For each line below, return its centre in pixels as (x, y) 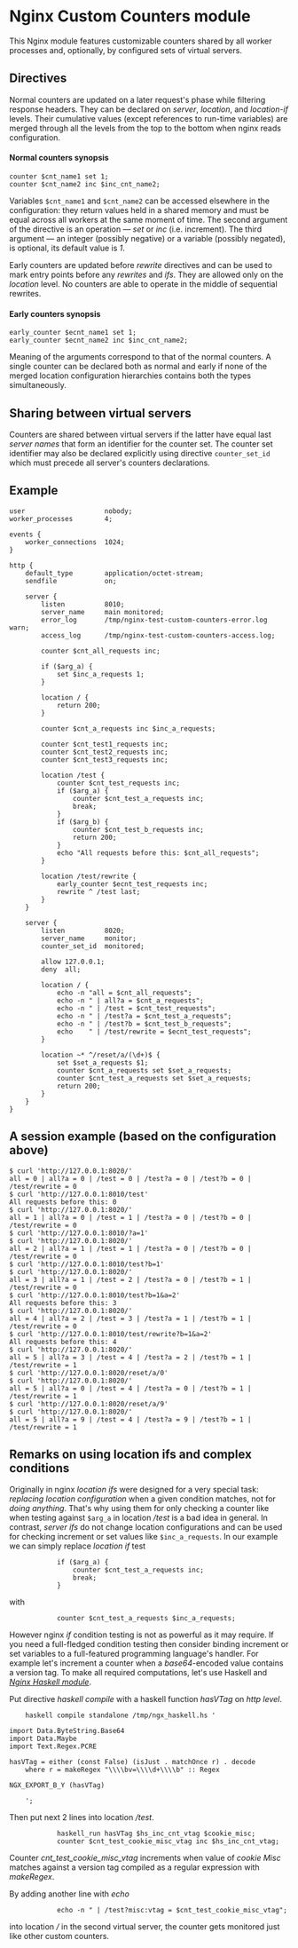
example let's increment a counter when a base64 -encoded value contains (146, 1663)
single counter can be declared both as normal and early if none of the (138, 367)
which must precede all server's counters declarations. (110, 463)
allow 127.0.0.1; (73, 962)
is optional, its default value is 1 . (67, 248)
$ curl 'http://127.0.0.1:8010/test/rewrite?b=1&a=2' (111, 1334)
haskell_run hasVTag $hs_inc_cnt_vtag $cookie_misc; (156, 1834)
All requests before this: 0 (63, 1202)
